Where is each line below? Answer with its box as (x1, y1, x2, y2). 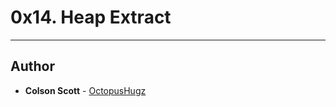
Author (10, 58, 55, 75)
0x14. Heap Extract (10, 6, 172, 29)
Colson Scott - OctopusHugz (24, 84, 147, 96)
